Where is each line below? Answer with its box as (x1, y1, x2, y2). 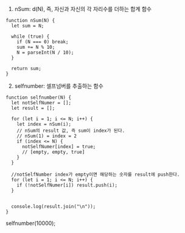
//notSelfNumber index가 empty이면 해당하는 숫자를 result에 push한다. (11, 171, 180, 177)
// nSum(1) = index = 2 (16, 133, 77, 139)
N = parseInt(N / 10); (16, 49, 74, 56)
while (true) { (11, 34, 50, 40)
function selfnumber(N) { (5, 95, 71, 101)
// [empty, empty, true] (21, 149, 85, 155)
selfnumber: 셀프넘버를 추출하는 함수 (14, 82, 104, 90)
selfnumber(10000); (5, 220, 56, 227)
